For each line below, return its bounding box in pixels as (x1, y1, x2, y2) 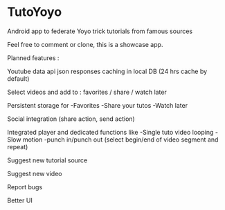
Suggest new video (7, 169, 62, 178)
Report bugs (7, 182, 43, 191)
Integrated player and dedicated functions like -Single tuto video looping (7, 128, 214, 136)
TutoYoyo (7, 4, 62, 20)
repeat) (7, 142, 28, 151)
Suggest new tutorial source (7, 156, 88, 164)
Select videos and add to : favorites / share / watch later (7, 88, 168, 96)
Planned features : (7, 53, 60, 62)
